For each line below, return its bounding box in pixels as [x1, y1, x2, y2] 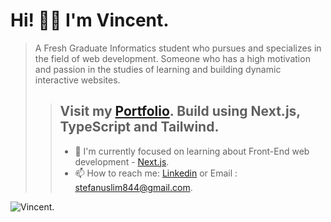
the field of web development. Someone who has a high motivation [34, 52, 311, 64]
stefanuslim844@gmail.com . [74, 181, 193, 193]
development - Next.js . [74, 155, 170, 168]
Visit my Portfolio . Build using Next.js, [59, 103, 301, 120]
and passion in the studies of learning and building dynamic [34, 63, 282, 75]
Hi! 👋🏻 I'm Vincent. [10, 9, 170, 32]
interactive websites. [34, 74, 121, 86]
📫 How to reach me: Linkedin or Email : [74, 167, 238, 179]
